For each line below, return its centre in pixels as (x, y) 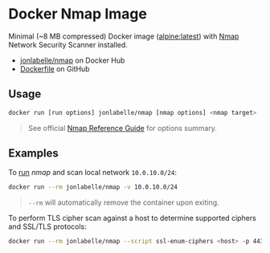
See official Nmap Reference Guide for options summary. (122, 128)
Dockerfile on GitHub (55, 68)
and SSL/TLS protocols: (47, 226)
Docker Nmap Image (78, 14)
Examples (33, 153)
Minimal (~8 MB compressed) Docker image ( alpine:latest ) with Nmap (124, 36)
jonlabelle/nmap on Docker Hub (72, 60)
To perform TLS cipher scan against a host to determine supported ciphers (133, 218)
